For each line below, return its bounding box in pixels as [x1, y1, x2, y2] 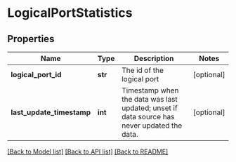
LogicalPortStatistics [7, 5, 133, 21]
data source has [122, 112, 175, 121]
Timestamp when [122, 86, 179, 95]
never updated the [122, 121, 183, 130]
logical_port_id [11, 70, 62, 79]
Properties [7, 33, 55, 45]
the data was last [122, 95, 178, 104]
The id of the [122, 65, 164, 75]
